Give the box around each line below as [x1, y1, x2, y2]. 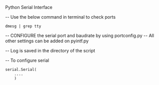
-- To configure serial [5, 57, 49, 63]
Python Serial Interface [5, 5, 52, 10]
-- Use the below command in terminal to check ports [5, 14, 116, 20]
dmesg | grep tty [5, 24, 41, 29]
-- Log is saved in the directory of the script [5, 48, 95, 53]
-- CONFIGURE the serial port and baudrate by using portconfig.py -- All [5, 33, 154, 38]
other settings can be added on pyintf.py [5, 38, 89, 44]
